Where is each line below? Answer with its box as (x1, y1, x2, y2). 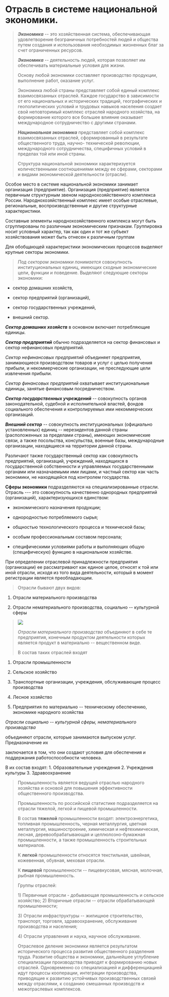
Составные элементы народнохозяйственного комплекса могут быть (5, 217, 156, 223)
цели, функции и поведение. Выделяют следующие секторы (17, 269, 148, 276)
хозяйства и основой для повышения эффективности (17, 785, 133, 791)
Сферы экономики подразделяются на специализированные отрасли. (5, 484, 159, 490)
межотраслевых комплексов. (17, 986, 82, 992)
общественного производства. (17, 790, 84, 796)
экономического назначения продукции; (12, 504, 101, 510)
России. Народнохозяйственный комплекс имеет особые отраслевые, (5, 197, 158, 203)
